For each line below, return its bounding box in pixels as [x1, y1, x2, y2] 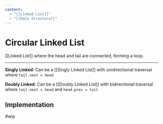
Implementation [5, 100, 54, 109]
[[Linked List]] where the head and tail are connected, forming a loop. [5, 53, 144, 59]
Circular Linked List [5, 37, 85, 48]
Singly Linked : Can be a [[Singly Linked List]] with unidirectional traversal [5, 67, 152, 73]
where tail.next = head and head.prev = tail [5, 87, 98, 93]
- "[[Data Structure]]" [9, 16, 57, 21]
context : [5, 7, 23, 12]
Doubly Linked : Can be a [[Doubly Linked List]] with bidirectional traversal [5, 81, 153, 87]
